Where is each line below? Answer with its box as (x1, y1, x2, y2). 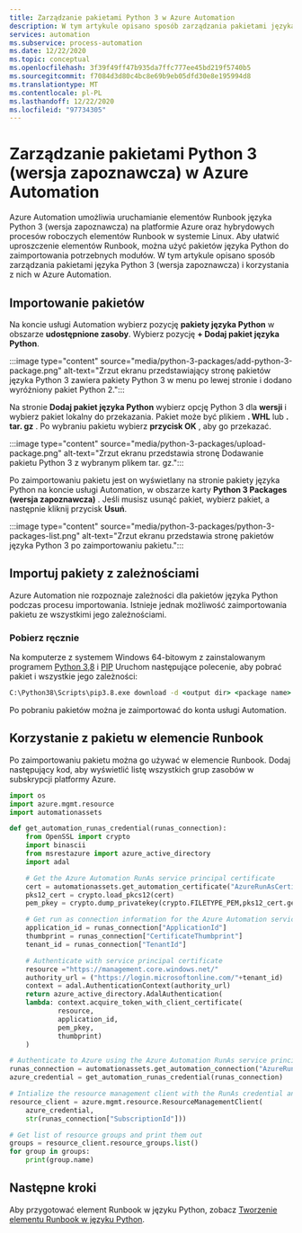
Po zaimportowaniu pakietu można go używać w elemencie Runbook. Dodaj (9, 755, 290, 765)
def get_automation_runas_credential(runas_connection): (9, 824, 227, 833)
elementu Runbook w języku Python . (9, 1213, 146, 1224)
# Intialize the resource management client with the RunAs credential (9, 1089, 283, 1098)
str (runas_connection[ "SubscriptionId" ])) (25, 1114, 187, 1123)
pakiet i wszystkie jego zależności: (9, 671, 138, 682)
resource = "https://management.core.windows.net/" (25, 964, 219, 974)
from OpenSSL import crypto (25, 833, 130, 842)
